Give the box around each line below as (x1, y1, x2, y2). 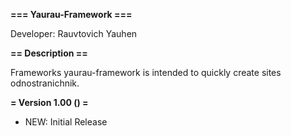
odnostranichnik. (10, 77, 80, 89)
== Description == (10, 47, 88, 59)
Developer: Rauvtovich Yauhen (10, 28, 138, 39)
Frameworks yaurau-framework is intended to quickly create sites (10, 67, 282, 78)
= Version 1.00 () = (10, 97, 89, 108)
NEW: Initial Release (24, 116, 108, 128)
